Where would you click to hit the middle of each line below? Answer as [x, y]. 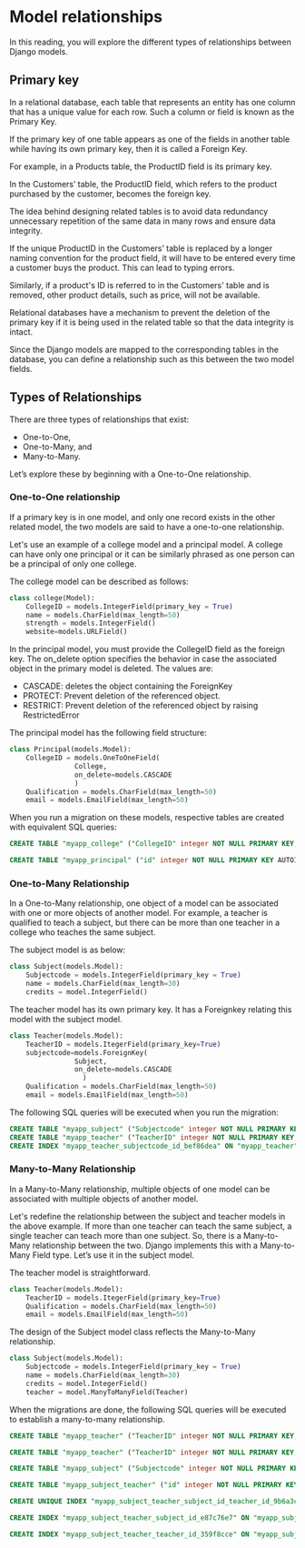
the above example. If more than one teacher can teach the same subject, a [151, 1226]
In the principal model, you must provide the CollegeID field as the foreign [148, 649]
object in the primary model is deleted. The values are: [111, 668]
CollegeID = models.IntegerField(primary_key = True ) [129, 607]
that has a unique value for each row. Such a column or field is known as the [152, 112]
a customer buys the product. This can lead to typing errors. [122, 267]
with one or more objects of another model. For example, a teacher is [138, 913]
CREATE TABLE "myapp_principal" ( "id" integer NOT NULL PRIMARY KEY [142, 860]
